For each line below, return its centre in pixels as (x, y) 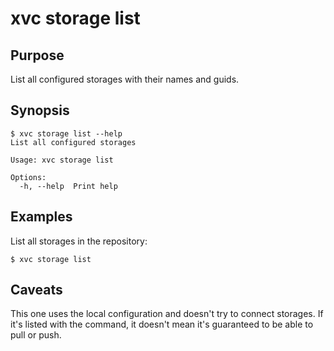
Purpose (37, 55)
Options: (28, 177)
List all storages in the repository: (79, 241)
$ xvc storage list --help (66, 133)
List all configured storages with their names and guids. (125, 79)
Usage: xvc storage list (62, 160)
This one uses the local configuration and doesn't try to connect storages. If (167, 314)
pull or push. (36, 335)
